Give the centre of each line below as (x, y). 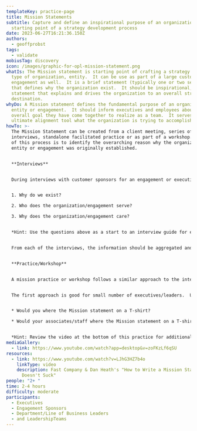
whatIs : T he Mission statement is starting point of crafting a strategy (98, 72)
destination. (27, 99)
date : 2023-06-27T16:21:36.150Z (45, 33)
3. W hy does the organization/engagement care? (71, 217)
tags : (13, 50)
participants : (23, 397)
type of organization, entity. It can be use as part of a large (94, 77)
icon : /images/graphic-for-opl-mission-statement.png (73, 66)
